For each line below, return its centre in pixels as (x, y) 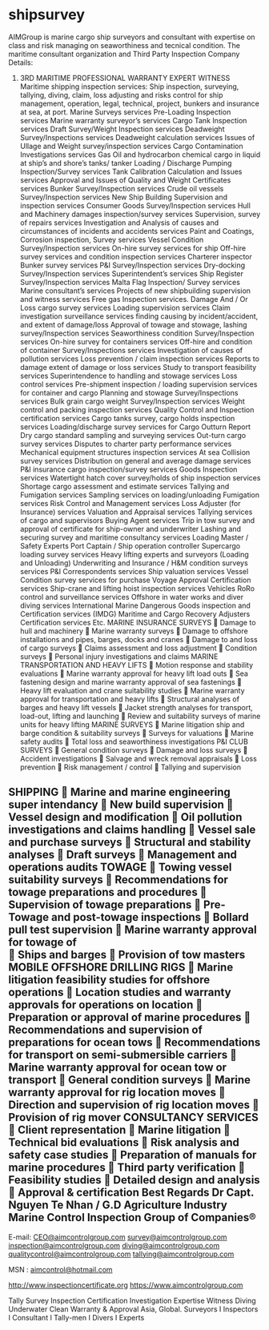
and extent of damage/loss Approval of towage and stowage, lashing (133, 324)
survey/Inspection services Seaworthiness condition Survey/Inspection (137, 333)
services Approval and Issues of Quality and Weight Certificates (125, 180)
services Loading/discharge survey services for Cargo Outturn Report (135, 427)
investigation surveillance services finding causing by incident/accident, (139, 316)
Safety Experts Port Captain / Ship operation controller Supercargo (130, 545)
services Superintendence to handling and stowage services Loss (128, 376)
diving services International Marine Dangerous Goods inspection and (135, 605)
